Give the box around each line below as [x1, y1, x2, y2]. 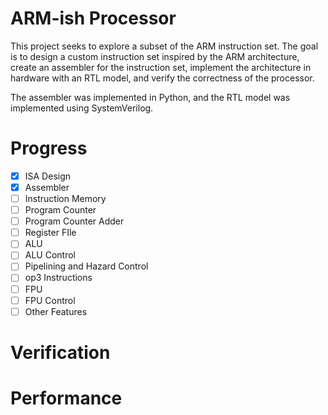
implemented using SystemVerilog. [10, 102, 154, 114]
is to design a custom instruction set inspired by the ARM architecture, [10, 50, 300, 62]
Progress [10, 137, 88, 160]
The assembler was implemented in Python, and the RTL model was [10, 91, 291, 103]
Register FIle [24, 227, 77, 239]
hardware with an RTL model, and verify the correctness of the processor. [10, 72, 315, 84]
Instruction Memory [24, 193, 107, 204]
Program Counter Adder [24, 215, 125, 227]
